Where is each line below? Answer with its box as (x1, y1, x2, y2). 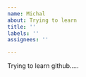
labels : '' (7, 29, 39, 37)
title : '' (7, 23, 37, 30)
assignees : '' (7, 36, 49, 43)
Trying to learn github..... (7, 62, 79, 70)
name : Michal (7, 10, 46, 17)
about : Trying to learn (7, 17, 78, 24)
